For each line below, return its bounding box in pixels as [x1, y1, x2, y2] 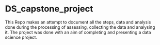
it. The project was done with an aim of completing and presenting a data [5, 29, 151, 35]
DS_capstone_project [5, 3, 94, 14]
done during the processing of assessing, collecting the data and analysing [5, 24, 155, 30]
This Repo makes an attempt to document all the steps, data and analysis [5, 19, 151, 25]
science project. [5, 34, 37, 40]
